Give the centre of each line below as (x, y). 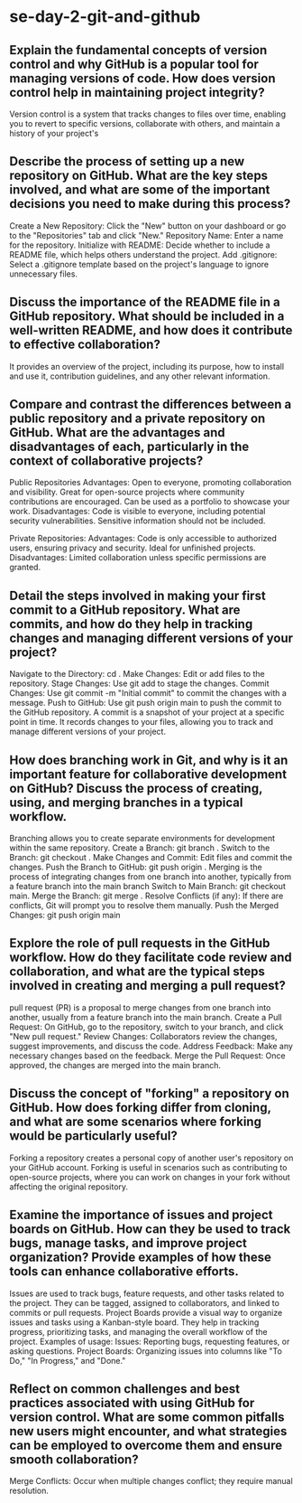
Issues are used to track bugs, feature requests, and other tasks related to (147, 1293)
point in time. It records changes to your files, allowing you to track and (141, 722)
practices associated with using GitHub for (132, 1403)
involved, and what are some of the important (140, 190)
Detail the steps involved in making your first (137, 595)
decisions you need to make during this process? (150, 204)
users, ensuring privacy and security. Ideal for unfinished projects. (133, 548)
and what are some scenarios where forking (135, 1122)
